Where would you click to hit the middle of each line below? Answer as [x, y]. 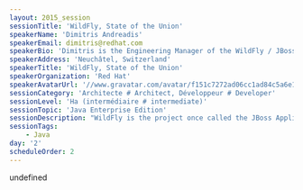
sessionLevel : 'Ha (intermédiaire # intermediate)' [108, 101]
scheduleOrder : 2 [42, 151]
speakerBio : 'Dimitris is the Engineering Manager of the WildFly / [141, 51]
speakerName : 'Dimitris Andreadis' [76, 34]
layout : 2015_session [50, 18]
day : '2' [26, 143]
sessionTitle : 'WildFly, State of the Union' [96, 26]
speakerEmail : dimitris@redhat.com [76, 43]
